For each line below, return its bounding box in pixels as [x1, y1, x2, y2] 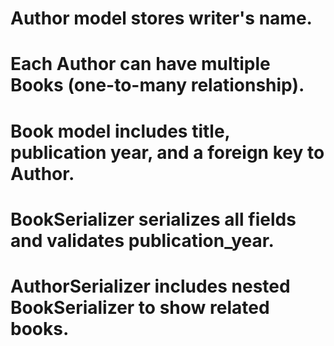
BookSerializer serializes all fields [10, 208, 297, 231]
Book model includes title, [10, 120, 231, 142]
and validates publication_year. [10, 229, 275, 252]
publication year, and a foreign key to [10, 141, 325, 164]
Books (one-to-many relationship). [10, 74, 305, 97]
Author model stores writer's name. [10, 7, 313, 30]
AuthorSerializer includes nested [10, 275, 291, 297]
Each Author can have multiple [10, 53, 271, 76]
